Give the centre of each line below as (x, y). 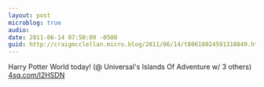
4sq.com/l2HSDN (37, 75)
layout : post (29, 15)
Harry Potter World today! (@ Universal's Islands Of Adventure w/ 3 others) (130, 67)
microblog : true (35, 23)
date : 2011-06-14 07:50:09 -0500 (63, 37)
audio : (19, 30)
